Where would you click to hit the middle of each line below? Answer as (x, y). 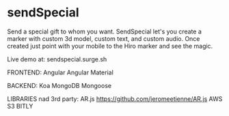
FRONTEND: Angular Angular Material (60, 72)
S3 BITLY (20, 106)
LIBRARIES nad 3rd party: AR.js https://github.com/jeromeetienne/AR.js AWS (115, 99)
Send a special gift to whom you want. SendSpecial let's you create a (104, 31)
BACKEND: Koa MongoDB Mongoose (59, 85)
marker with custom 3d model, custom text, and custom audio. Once (104, 38)
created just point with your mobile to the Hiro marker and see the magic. (110, 46)
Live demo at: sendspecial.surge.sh (57, 59)
